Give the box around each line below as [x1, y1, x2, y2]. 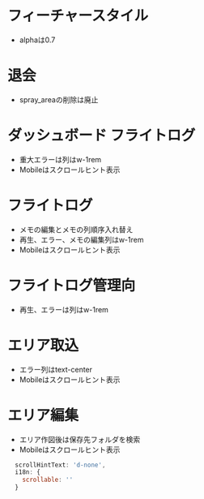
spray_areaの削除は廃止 [19, 94, 99, 105]
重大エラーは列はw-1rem [19, 154, 102, 164]
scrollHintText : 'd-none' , [15, 461, 106, 469]
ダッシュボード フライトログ [7, 127, 196, 145]
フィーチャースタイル [7, 6, 149, 25]
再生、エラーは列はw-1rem [19, 304, 108, 314]
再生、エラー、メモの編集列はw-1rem [19, 234, 144, 244]
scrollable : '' [22, 475, 74, 484]
